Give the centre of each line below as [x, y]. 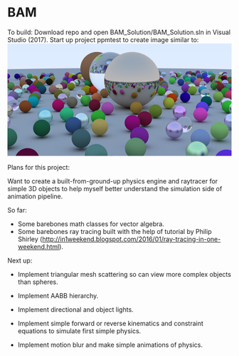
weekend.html [38, 246]
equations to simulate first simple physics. [79, 331]
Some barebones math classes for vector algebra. [91, 224]
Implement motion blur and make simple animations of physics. [110, 345]
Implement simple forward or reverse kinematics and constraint [111, 323]
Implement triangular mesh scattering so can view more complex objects [124, 274]
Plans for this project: [38, 167]
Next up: [20, 260]
